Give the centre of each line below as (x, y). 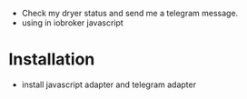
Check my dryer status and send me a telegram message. (130, 13)
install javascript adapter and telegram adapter (109, 84)
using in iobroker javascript (72, 23)
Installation (52, 59)
